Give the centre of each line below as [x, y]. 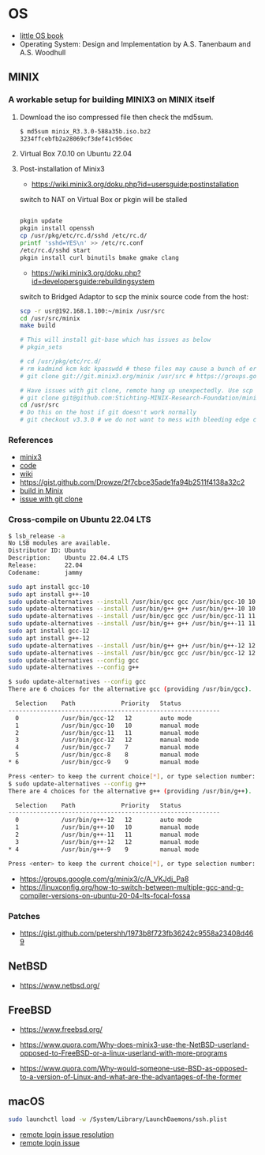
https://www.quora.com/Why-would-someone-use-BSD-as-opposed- [134, 1068]
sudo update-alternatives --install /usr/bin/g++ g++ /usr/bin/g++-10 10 [132, 609]
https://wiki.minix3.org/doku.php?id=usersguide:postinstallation [135, 184]
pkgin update [41, 221]
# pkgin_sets [41, 347]
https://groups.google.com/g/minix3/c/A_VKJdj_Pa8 [104, 879]
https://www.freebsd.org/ [61, 1029]
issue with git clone [51, 499]
